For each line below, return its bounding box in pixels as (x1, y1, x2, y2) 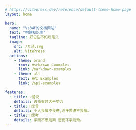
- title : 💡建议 (9, 94, 39, 99)
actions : (9, 53, 28, 58)
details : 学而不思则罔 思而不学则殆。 (14, 118, 84, 123)
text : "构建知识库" (9, 30, 46, 35)
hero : (5, 21, 16, 26)
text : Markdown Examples (18, 63, 69, 67)
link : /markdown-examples (18, 67, 71, 72)
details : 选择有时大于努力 (14, 99, 64, 104)
